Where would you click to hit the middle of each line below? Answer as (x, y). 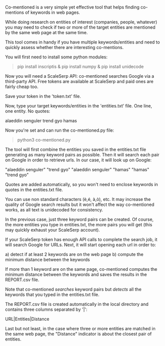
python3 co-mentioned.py (44, 140)
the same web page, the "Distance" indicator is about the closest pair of (79, 334)
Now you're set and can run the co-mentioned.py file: (60, 130)
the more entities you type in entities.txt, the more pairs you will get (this (79, 224)
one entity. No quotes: (28, 111)
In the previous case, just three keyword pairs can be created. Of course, (80, 219)
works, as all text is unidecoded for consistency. (54, 210)
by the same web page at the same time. (46, 32)
